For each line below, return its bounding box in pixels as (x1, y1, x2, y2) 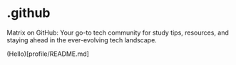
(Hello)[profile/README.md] (6, 49, 90, 58)
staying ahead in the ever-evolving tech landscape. (6, 35, 158, 44)
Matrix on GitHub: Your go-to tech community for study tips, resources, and (6, 28, 230, 37)
